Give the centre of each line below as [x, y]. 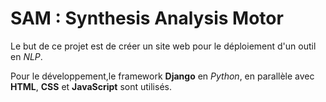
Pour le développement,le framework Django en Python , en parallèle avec [162, 76]
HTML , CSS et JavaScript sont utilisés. [91, 86]
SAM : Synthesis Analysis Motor [147, 18]
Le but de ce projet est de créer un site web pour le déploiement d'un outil [163, 46]
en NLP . [26, 56]
